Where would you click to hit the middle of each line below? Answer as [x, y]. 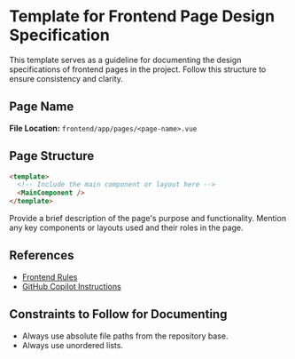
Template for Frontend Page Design [142, 16]
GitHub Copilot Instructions [71, 286]
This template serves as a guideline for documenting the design [125, 60]
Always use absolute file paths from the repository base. [125, 336]
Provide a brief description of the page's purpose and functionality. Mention [147, 219]
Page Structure [52, 156]
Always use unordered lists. [73, 345]
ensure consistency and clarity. [66, 78]
